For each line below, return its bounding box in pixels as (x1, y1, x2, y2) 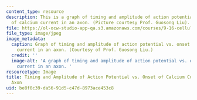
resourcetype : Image (6, 69, 57, 75)
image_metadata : (6, 36, 46, 42)
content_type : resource (6, 8, 64, 15)
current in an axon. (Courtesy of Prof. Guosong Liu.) (16, 47, 154, 53)
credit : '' (11, 52, 38, 58)
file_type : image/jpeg (6, 31, 62, 36)
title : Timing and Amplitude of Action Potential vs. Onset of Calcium (6, 74, 185, 80)
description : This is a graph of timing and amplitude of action (6, 14, 169, 20)
